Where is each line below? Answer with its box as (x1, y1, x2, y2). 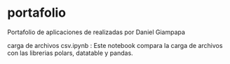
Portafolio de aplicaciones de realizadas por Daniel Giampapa (7, 28, 186, 36)
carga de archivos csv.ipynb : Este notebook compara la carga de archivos (7, 41, 223, 49)
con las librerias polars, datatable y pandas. (7, 49, 133, 57)
